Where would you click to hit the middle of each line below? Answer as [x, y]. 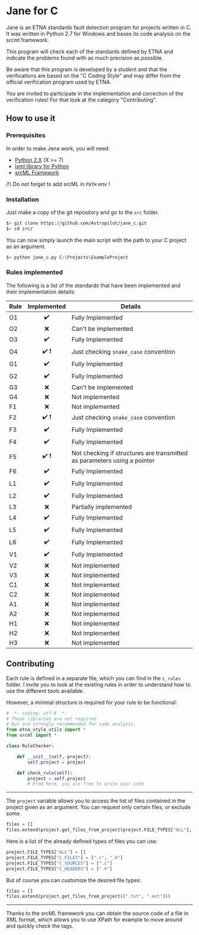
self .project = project [57, 762]
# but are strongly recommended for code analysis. [71, 724]
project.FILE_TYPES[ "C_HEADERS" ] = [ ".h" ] [59, 868]
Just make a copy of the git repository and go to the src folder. [83, 212]
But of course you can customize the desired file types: [74, 880]
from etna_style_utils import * [46, 730]
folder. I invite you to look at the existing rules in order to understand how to [98, 684]
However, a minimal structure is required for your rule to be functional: [92, 702]
